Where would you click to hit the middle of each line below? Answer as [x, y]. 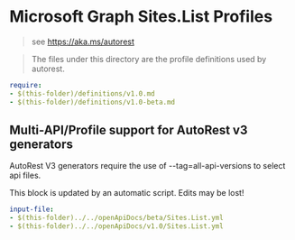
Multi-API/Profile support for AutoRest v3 [129, 129]
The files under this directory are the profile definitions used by [149, 59]
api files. [25, 175]
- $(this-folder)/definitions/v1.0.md [82, 93]
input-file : [32, 209]
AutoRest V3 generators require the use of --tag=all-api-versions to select [147, 166]
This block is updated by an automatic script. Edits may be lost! [127, 193]
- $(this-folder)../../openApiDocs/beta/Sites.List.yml [116, 218]
